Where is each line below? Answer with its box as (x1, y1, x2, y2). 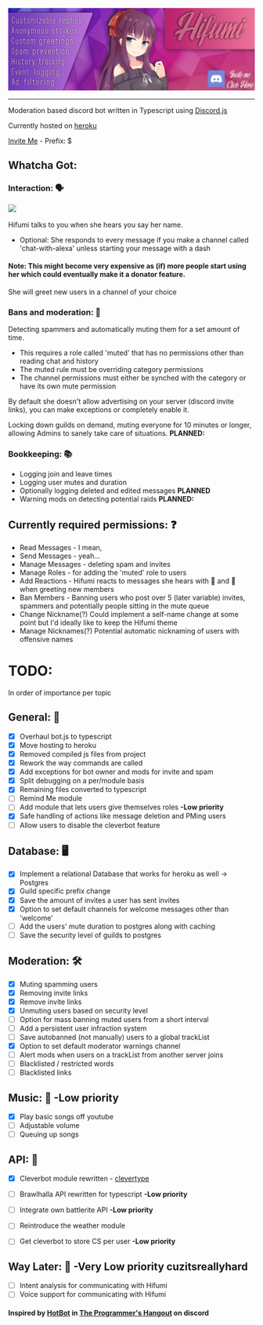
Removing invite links (19, 988, 88, 998)
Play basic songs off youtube (19, 1112, 113, 1122)
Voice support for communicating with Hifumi (19, 1290, 167, 1299)
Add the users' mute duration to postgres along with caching (19, 922, 216, 931)
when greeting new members (19, 585, 115, 594)
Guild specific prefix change (19, 886, 111, 896)
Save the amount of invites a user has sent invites (19, 895, 180, 905)
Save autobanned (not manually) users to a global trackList (19, 1032, 210, 1042)
